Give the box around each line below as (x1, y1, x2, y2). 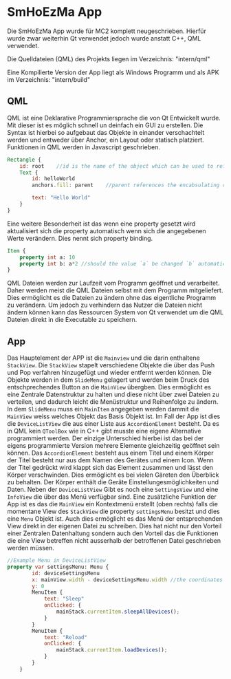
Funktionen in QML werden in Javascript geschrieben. (7, 142, 160, 151)
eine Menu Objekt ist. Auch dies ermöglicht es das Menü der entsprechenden (7, 515, 223, 523)
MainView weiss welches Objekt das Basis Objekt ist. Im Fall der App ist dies (7, 412, 221, 420)
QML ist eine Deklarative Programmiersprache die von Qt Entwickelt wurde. (7, 114, 221, 122)
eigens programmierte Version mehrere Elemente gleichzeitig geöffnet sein (7, 442, 220, 450)
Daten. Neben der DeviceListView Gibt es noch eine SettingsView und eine (7, 486, 219, 494)
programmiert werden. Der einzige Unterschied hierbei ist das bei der (7, 434, 204, 442)
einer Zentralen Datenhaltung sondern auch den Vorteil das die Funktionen (7, 529, 219, 537)
